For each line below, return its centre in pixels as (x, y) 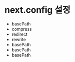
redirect (19, 34)
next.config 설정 (37, 10)
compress (22, 29)
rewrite (19, 39)
